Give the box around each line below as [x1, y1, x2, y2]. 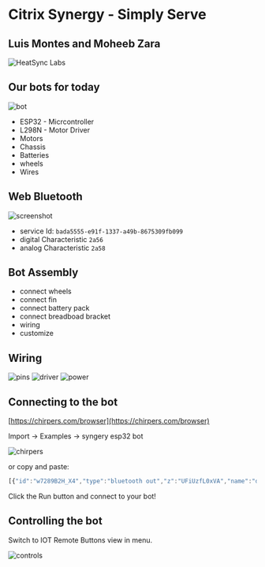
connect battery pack [19, 304, 90, 313]
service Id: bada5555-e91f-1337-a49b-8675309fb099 [19, 226, 184, 236]
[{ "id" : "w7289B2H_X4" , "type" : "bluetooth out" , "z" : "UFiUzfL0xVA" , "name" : [8, 477, 252, 486]
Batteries [19, 150, 50, 159]
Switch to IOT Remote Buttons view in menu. [8, 535, 153, 545]
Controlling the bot [8, 514, 103, 528]
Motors [19, 133, 43, 143]
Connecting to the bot [8, 395, 118, 408]
